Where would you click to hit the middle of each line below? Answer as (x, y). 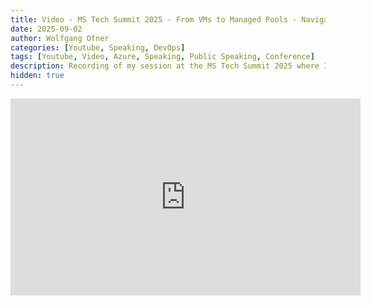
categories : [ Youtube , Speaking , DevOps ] (98, 47)
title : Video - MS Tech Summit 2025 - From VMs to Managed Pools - (154, 19)
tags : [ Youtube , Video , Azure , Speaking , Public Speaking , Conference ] (162, 57)
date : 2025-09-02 (46, 29)
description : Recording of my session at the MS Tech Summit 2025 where (165, 66)
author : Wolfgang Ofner (60, 38)
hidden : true (37, 76)
